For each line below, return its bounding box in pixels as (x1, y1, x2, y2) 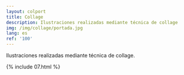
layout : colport (6, 8, 46, 15)
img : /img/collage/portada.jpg (6, 25, 83, 31)
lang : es (6, 30, 28, 36)
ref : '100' (6, 36, 33, 42)
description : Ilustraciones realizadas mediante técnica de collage (6, 19, 178, 25)
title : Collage (6, 14, 44, 20)
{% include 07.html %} (6, 63, 61, 70)
